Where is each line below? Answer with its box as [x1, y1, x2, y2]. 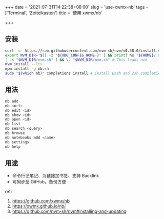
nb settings [5, 139, 29, 144]
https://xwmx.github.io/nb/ [12, 203, 66, 209]
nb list [5, 121, 21, 126]
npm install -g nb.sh [5, 66, 49, 71]
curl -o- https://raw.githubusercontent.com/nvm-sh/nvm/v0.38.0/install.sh [5, 48, 163, 53]
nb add [5, 99, 19, 104]
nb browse [5, 131, 25, 136]
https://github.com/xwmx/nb [12, 198, 70, 204]
